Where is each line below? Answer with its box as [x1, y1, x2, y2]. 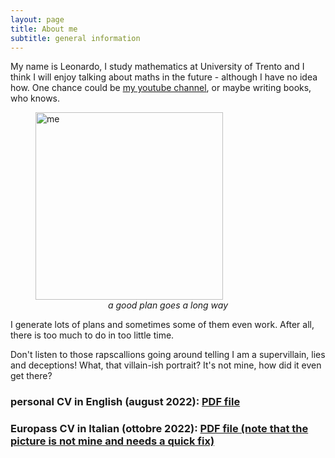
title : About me [10, 24, 78, 34]
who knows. [10, 92, 61, 105]
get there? [10, 370, 53, 382]
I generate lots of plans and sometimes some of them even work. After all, [10, 319, 315, 331]
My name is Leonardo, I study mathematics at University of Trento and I [10, 61, 305, 73]
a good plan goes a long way [107, 299, 229, 311]
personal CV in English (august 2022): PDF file [10, 395, 241, 409]
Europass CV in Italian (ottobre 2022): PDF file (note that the [10, 422, 309, 436]
